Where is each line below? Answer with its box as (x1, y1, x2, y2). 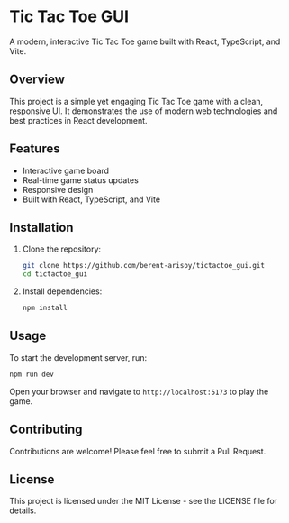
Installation (9, 219, 74, 235)
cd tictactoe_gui (22, 270, 88, 279)
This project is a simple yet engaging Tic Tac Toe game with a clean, (9, 96, 264, 106)
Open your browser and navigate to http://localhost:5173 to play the (9, 386, 269, 397)
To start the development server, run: (9, 352, 147, 362)
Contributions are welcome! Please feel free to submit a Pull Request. (9, 445, 266, 456)
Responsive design (22, 184, 94, 195)
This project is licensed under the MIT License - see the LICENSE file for (9, 496, 277, 507)
